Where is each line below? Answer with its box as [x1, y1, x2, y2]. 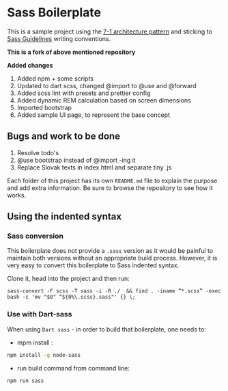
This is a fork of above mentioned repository [7, 48, 136, 56]
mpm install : [16, 338, 53, 347]
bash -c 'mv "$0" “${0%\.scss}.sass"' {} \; [7, 294, 136, 301]
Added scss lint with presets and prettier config [16, 89, 151, 97]
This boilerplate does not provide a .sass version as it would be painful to [7, 247, 214, 255]
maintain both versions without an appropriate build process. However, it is [7, 254, 218, 262]
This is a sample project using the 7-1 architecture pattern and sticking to [7, 27, 213, 36]
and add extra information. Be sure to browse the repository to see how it [7, 183, 213, 192]
